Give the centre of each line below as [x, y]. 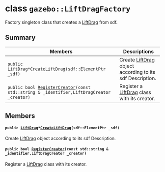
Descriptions [138, 51]
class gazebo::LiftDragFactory [68, 9]
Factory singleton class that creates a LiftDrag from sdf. [61, 22]
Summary [20, 38]
